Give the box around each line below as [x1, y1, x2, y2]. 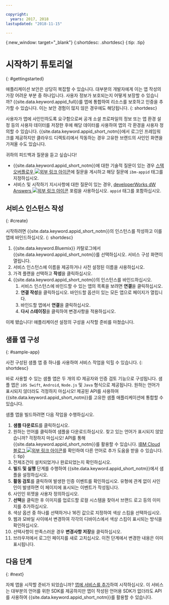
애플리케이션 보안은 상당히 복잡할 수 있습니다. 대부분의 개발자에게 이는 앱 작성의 [6, 86, 161, 92]
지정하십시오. [13, 175, 39, 181]
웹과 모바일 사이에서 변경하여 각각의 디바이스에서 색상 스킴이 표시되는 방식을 [13, 516, 162, 522]
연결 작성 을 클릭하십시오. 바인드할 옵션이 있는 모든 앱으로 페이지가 [20, 289, 150, 295]
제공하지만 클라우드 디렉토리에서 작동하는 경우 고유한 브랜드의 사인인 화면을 [15, 135, 163, 141]
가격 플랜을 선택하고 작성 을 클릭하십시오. [13, 271, 93, 277]
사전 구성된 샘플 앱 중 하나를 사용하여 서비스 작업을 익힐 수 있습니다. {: [6, 359, 143, 365]
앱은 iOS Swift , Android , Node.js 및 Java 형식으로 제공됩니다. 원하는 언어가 [11, 382, 160, 388]
